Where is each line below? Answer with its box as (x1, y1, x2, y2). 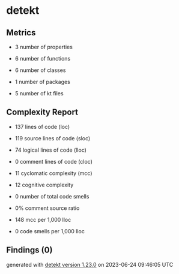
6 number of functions (14, 55, 71, 62)
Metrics (6, 28, 36, 38)
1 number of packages (14, 79, 70, 85)
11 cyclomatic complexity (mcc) (14, 169, 93, 177)
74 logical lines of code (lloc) (14, 146, 87, 153)
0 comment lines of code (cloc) (14, 158, 93, 165)
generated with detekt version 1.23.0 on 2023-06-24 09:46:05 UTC (6, 261, 174, 268)
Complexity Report (6, 107, 79, 118)
